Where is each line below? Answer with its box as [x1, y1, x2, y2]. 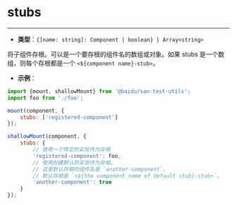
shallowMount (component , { [7, 133, 87, 140]
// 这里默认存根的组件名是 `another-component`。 [32, 166, 169, 173]
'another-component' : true [32, 179, 112, 186]
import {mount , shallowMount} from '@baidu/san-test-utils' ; [7, 87, 191, 95]
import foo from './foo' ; [7, 94, 83, 101]
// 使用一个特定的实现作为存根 [32, 146, 111, 154]
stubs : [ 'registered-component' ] [20, 113, 119, 120]
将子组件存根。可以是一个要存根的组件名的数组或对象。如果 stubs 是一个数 [7, 50, 225, 58]
